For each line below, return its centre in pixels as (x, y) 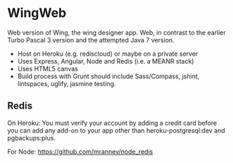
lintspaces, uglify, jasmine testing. (67, 83)
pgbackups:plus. (32, 138)
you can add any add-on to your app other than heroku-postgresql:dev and (116, 130)
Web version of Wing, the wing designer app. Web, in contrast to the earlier (117, 32)
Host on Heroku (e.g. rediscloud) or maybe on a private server (108, 54)
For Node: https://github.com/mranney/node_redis (80, 151)
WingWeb (37, 13)
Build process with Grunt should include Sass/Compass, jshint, (108, 76)
